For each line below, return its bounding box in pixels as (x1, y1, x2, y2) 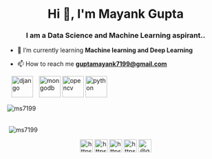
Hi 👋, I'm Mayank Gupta (47, 6, 184, 22)
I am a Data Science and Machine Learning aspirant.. (25, 31, 206, 40)
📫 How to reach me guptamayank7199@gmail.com (17, 60, 167, 68)
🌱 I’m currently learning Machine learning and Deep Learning (17, 46, 193, 54)
